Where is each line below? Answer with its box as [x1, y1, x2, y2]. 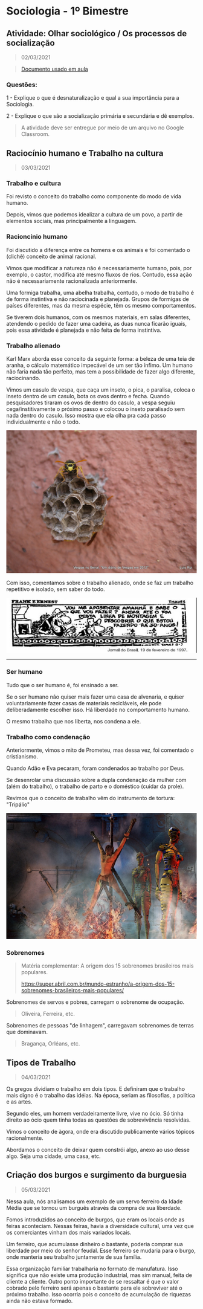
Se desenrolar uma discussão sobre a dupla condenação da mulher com [6, 777, 187, 784]
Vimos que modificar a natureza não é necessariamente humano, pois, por [6, 264, 192, 271]
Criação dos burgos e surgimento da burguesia [6, 1170, 187, 1180]
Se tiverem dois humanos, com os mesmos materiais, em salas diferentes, [6, 313, 191, 321]
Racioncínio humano [6, 233, 68, 241]
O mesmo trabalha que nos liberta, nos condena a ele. [6, 717, 141, 725]
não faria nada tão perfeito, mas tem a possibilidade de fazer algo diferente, [6, 368, 195, 375]
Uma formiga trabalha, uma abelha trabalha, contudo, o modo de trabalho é [6, 289, 195, 296]
